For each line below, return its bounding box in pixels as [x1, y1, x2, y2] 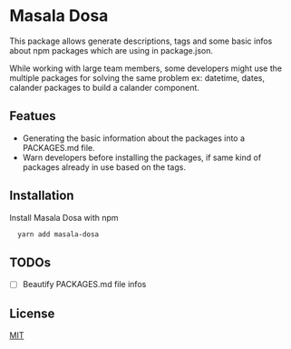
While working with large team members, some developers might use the [9, 63, 283, 74]
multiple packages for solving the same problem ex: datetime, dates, [9, 72, 266, 83]
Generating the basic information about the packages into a [22, 133, 246, 144]
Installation [9, 188, 74, 204]
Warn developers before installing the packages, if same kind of [22, 152, 262, 163]
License [9, 305, 55, 321]
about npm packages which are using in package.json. [9, 45, 214, 55]
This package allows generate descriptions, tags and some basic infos [9, 35, 273, 46]
